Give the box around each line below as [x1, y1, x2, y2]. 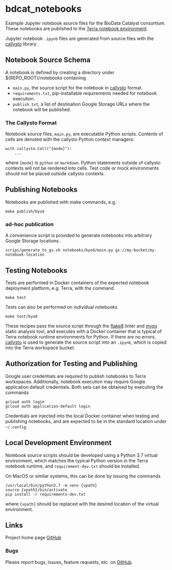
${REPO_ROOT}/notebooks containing [5, 75, 86, 81]
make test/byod [5, 313, 38, 319]
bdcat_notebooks [5, 3, 82, 15]
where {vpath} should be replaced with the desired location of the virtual [5, 500, 159, 507]
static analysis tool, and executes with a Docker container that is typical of [5, 328, 162, 334]
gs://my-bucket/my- [115, 248, 157, 253]
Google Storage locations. [5, 238, 60, 244]
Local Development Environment [5, 438, 112, 447]
